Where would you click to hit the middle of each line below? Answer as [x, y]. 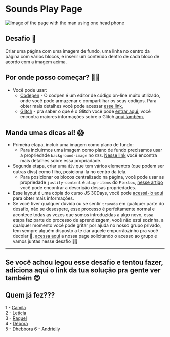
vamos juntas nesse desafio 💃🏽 [45, 241]
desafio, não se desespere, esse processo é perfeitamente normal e [84, 209]
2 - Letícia [16, 313]
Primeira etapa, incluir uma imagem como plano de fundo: [73, 145]
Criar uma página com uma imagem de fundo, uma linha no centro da [78, 51]
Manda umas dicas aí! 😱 [45, 132]
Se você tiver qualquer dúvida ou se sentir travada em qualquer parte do [88, 204]
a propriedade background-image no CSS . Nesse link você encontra [89, 155]
